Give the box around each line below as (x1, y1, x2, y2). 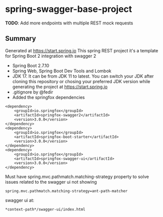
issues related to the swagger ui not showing (5, 179, 97, 185)
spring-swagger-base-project (5, 3, 133, 15)
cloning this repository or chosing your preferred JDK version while (12, 78, 151, 84)
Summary (5, 34, 36, 43)
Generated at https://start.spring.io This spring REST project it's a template (5, 47, 159, 53)
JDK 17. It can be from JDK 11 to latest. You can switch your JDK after (12, 73, 154, 79)
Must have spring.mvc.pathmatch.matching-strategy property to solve (5, 173, 149, 180)
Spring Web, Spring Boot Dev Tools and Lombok (12, 68, 112, 74)
